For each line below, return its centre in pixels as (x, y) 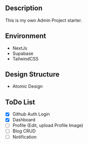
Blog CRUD (24, 131)
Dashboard (24, 120)
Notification (24, 136)
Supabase (23, 53)
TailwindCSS (25, 58)
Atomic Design (27, 86)
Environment (26, 36)
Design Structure (32, 74)
